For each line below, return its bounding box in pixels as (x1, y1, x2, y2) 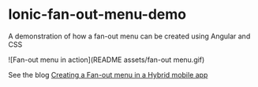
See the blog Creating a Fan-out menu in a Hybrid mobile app (8, 70, 208, 79)
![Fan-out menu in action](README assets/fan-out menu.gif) (8, 55, 205, 64)
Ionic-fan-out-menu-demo (8, 5, 187, 24)
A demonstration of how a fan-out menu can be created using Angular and (8, 31, 251, 41)
